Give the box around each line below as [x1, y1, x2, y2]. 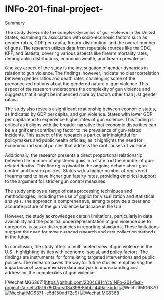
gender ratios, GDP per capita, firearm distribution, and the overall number [5, 39, 156, 45]
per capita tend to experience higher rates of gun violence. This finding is [5, 116, 154, 122]
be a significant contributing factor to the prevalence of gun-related [5, 127, 142, 133]
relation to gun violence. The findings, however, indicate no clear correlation [5, 70, 160, 76]
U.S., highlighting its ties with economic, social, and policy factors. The [5, 249, 148, 255]
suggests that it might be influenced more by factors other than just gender [5, 91, 157, 97]
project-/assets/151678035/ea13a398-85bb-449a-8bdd [5, 284, 118, 290]
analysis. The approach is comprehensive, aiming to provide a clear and [5, 198, 151, 204]
